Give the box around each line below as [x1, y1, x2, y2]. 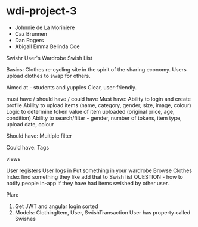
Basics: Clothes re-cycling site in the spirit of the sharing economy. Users [6, 66, 187, 73]
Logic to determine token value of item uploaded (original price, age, [6, 108, 175, 115]
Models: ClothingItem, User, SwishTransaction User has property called [14, 209, 191, 216]
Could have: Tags [6, 144, 49, 151]
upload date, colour [6, 120, 54, 128]
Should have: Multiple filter [6, 132, 73, 139]
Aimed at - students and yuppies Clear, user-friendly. [6, 83, 137, 91]
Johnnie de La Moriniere [14, 24, 75, 31]
